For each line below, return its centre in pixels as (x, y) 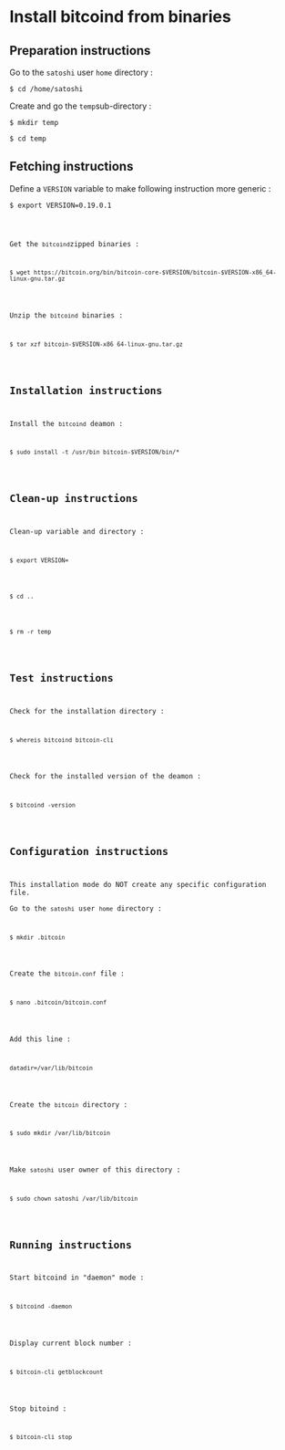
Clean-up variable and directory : (77, 531)
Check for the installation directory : (87, 711)
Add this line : (40, 1039)
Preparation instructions (80, 51)
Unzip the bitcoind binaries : (66, 316)
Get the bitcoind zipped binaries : (74, 244)
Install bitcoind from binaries (121, 17)
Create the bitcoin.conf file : (67, 974)
